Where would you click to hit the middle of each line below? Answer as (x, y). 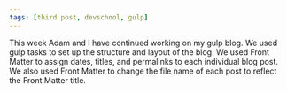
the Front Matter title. (48, 80)
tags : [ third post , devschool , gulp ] (79, 17)
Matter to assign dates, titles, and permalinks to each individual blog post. (144, 61)
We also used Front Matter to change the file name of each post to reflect (143, 71)
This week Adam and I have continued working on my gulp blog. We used (143, 43)
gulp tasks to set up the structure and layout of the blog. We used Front (140, 52)
